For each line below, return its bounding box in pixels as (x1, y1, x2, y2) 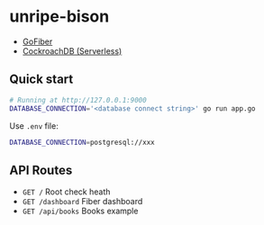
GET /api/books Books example (22, 205, 139, 217)
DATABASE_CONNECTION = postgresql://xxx (9, 138, 155, 147)
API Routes (9, 162, 73, 177)
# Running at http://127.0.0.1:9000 (9, 95, 147, 104)
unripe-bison (9, 6, 110, 27)
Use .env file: (9, 120, 59, 131)
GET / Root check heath (22, 186, 111, 197)
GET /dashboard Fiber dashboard (22, 196, 143, 207)
